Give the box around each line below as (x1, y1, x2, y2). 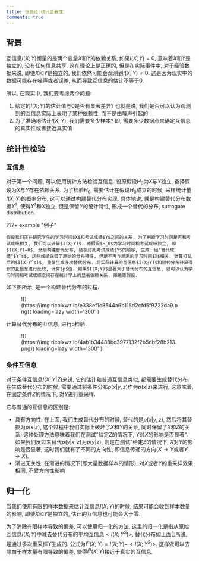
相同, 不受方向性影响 (14, 467, 65, 474)
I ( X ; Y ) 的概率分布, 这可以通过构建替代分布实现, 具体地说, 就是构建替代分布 (6, 195, 186, 202)
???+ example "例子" (6, 222, 57, 229)
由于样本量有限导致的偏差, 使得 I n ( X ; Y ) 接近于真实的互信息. (11, 547, 153, 555)
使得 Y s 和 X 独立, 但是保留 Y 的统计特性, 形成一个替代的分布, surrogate (20, 201, 185, 210)
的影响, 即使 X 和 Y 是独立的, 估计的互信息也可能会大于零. (6, 510, 141, 518)
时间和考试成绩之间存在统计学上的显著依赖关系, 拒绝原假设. (10, 272, 138, 279)
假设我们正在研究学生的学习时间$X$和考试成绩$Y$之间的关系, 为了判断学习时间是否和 (6, 235, 187, 241)
